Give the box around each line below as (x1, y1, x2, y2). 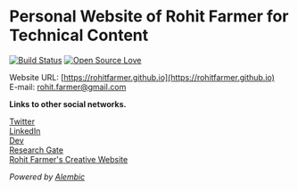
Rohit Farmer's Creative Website (9, 154, 128, 164)
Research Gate (9, 145, 64, 155)
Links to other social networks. (9, 98, 127, 109)
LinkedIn (9, 125, 41, 136)
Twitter (9, 116, 36, 127)
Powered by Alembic (9, 171, 86, 182)
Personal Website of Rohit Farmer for (9, 6, 289, 27)
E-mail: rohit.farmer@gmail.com (9, 81, 127, 92)
